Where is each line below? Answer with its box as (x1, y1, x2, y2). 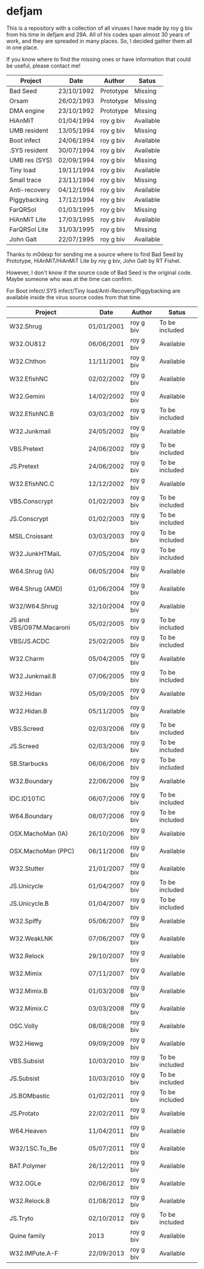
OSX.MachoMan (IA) (9, 829, 69, 838)
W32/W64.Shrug (9, 602, 59, 610)
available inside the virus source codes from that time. (6, 293, 142, 301)
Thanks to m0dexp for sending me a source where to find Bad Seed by (6, 251, 183, 258)
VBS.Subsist (9, 1057, 44, 1065)
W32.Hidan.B (9, 707, 47, 715)
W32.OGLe (9, 1179, 41, 1187)
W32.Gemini (9, 392, 46, 400)
